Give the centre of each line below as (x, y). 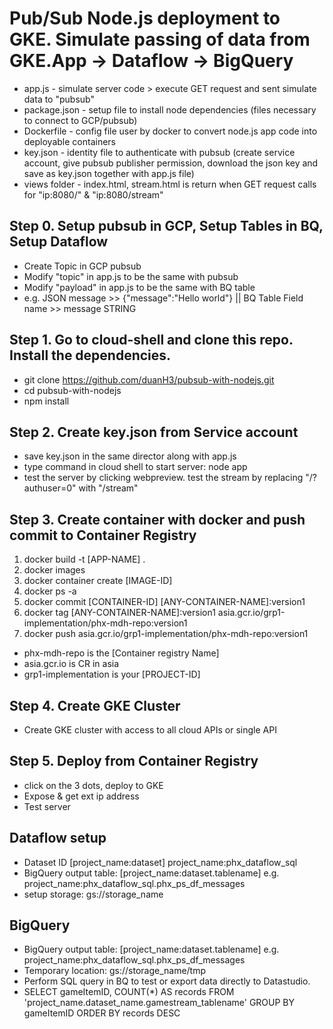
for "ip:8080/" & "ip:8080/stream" (93, 194)
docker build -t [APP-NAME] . (84, 559)
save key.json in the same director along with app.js (130, 456)
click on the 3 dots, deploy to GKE (93, 785)
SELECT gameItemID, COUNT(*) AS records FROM (129, 992)
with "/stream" (108, 488)
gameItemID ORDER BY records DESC (102, 1013)
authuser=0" (50, 488)
